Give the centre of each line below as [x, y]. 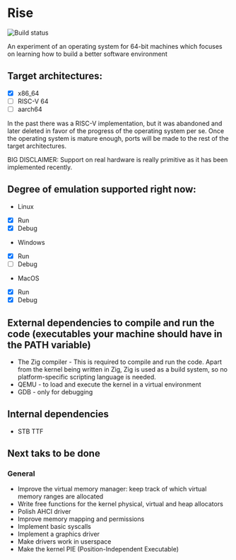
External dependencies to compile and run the [111, 322]
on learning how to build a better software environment [87, 54]
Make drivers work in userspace [64, 542]
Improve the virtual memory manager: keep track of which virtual [112, 489]
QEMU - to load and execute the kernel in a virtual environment [109, 384]
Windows [31, 242]
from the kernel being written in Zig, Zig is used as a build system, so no [123, 369]
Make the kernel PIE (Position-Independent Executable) [98, 549]
